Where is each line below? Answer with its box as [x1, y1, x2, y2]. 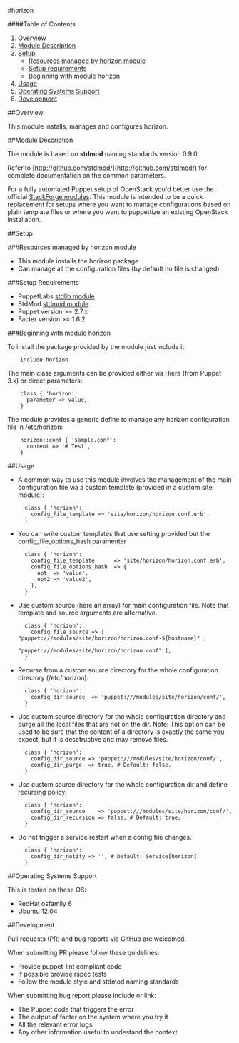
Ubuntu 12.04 [17, 907, 58, 915]
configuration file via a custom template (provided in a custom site [17, 483, 213, 491]
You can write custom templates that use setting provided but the [17, 530, 210, 538]
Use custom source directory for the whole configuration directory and [17, 712, 226, 720]
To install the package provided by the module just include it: [7, 343, 187, 351]
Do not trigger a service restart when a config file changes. [17, 833, 192, 841]
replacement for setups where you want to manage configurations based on [7, 200, 231, 208]
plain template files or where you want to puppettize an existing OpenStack [7, 208, 228, 216]
